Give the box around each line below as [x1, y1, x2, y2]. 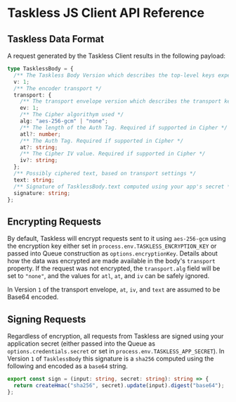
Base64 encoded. [7, 293, 59, 301]
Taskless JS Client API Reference [7, 5, 205, 21]
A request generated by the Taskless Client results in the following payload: [7, 51, 226, 60]
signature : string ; [13, 189, 71, 196]
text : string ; [13, 176, 55, 184]
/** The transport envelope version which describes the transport [20, 98, 221, 105]
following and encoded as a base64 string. [7, 362, 128, 370]
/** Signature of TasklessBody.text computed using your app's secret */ [13, 183, 234, 190]
